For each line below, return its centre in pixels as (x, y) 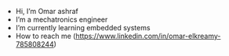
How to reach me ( (45, 36)
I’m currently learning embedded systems (83, 28)
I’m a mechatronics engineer (62, 19)
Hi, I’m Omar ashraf (47, 11)
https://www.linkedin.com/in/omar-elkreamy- (148, 36)
